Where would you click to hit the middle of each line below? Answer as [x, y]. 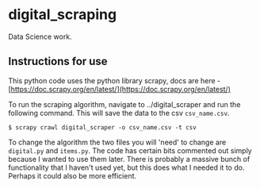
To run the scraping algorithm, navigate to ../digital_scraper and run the [124, 104]
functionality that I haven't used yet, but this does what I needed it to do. [126, 167]
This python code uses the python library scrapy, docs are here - [115, 80]
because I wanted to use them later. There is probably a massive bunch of [129, 159]
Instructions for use [58, 61]
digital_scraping [63, 15]
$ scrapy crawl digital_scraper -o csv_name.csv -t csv [102, 127]
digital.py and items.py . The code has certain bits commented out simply [130, 150]
